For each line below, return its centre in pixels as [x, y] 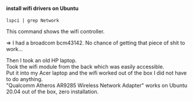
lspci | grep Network [33, 21]
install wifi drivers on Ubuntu [42, 8]
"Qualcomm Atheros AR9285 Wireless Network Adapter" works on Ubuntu [97, 86]
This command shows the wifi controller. [55, 32]
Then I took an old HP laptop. [42, 60]
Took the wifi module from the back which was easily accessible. [85, 67]
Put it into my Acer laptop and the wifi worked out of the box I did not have [97, 73]
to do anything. [24, 79]
